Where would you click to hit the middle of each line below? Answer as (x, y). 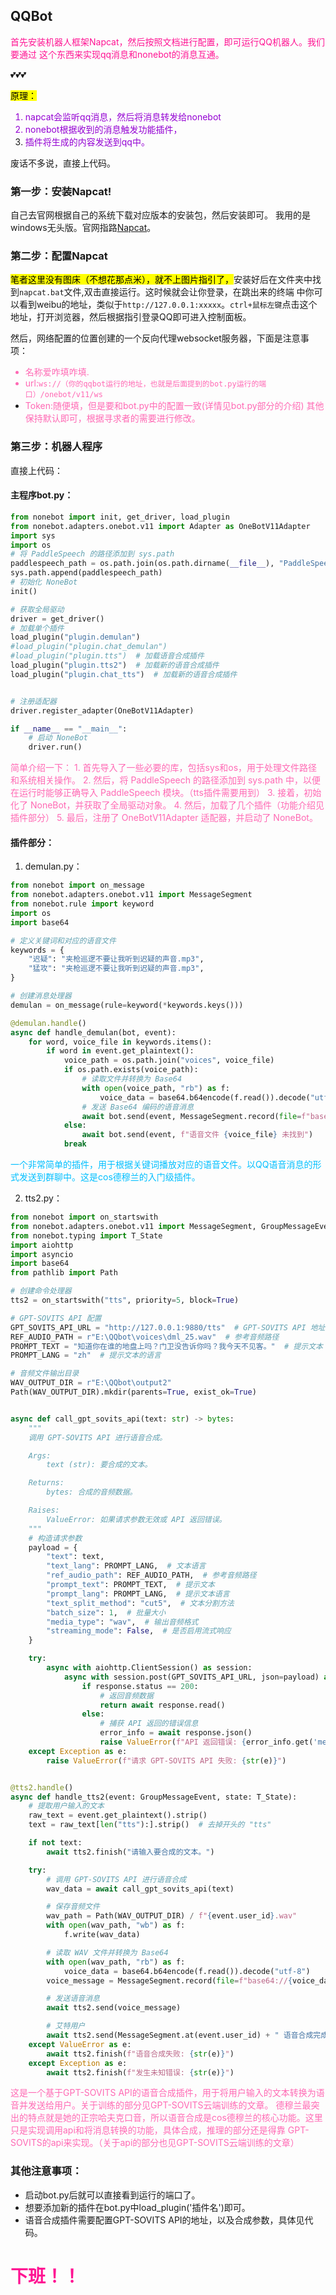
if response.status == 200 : (140, 1686)
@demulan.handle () (48, 1023)
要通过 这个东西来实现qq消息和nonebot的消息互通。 (117, 54)
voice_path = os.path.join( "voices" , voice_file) (169, 1060)
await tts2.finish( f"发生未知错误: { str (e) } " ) (140, 2072)
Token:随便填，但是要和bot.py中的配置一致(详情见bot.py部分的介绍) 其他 (174, 406)
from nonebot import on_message (77, 885)
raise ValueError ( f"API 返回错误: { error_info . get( (206, 1742)
